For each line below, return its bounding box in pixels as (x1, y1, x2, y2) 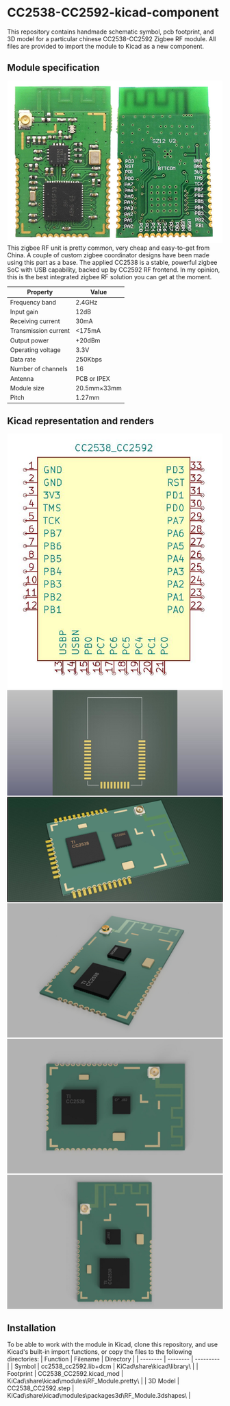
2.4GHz (75, 298, 98, 306)
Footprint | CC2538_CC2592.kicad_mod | (7, 1370, 124, 1378)
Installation (7, 1322, 56, 1334)
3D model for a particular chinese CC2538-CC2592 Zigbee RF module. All (7, 34, 216, 43)
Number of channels (10, 365, 68, 373)
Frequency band (10, 298, 57, 306)
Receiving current (10, 317, 60, 325)
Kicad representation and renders (7, 415, 155, 427)
